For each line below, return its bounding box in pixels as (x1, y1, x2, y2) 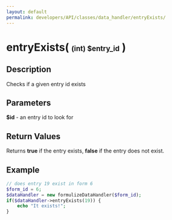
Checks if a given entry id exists (6, 80, 86, 87)
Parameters (6, 98, 51, 108)
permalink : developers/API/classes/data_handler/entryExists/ (6, 14, 166, 20)
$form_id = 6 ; (6, 186, 42, 192)
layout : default (6, 8, 47, 15)
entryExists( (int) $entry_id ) (6, 40, 127, 54)
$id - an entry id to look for (6, 114, 74, 121)
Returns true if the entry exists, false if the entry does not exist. (6, 147, 165, 154)
